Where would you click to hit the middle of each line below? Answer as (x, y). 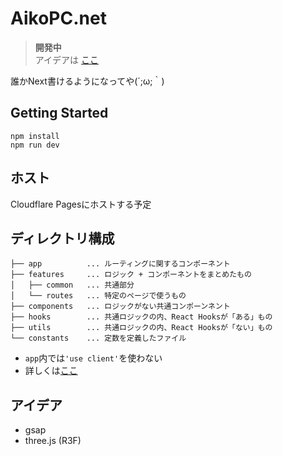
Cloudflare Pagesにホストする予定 (81, 204)
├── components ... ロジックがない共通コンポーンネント (120, 307)
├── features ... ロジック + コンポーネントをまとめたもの (131, 275)
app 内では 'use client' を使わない (93, 358)
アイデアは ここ (67, 59)
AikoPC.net (58, 18)
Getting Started (59, 113)
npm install (35, 136)
